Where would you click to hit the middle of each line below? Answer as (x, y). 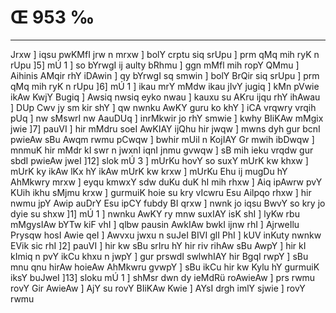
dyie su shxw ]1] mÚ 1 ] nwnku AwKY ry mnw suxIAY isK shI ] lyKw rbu (155, 213)
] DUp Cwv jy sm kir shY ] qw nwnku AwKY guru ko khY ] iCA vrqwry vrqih (163, 107)
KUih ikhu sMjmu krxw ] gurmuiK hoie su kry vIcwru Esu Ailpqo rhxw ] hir (161, 192)
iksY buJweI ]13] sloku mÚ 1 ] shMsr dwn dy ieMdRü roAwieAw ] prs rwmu (163, 277)
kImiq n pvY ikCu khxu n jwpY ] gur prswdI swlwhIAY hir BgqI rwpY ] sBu (159, 256)
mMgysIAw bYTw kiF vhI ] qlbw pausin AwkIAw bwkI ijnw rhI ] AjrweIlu (155, 224)
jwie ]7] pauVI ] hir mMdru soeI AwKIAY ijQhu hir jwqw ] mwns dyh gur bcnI (165, 128)
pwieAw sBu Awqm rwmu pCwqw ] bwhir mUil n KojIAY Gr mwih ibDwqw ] (162, 139)
